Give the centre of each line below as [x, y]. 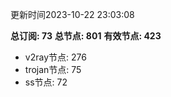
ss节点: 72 [46, 82]
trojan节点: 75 [53, 69]
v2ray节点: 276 [55, 57]
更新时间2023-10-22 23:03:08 [72, 14]
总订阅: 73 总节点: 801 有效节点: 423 [86, 36]
